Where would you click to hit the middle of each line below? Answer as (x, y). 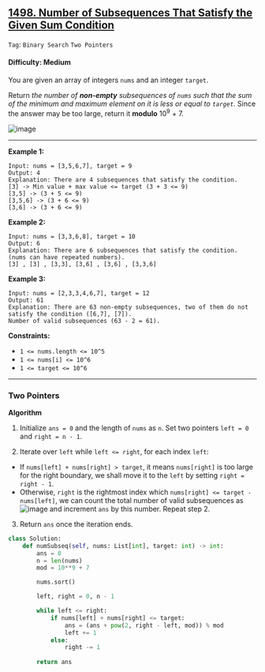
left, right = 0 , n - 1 (75, 597)
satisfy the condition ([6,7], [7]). (70, 314)
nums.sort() (56, 582)
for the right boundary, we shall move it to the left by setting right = (132, 475)
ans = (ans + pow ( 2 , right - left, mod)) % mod (144, 625)
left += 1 (80, 633)
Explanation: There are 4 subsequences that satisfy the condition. (123, 180)
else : (59, 640)
